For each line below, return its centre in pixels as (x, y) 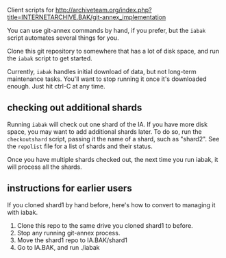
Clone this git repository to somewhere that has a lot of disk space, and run (113, 51)
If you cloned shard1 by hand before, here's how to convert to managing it (111, 204)
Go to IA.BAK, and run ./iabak (58, 247)
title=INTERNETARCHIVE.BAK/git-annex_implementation (87, 17)
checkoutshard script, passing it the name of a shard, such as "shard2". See (113, 139)
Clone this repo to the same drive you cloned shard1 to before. (105, 225)
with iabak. (23, 212)
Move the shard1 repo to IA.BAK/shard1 (72, 240)
